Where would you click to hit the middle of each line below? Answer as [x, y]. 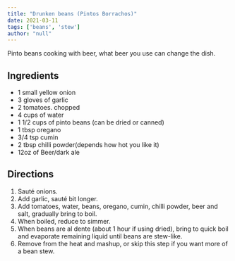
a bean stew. [36, 251]
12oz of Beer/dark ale [48, 153]
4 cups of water [41, 115]
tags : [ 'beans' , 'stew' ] [44, 27]
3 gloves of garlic [43, 100]
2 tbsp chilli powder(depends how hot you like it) [89, 145]
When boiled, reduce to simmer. [64, 221]
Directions [31, 174]
